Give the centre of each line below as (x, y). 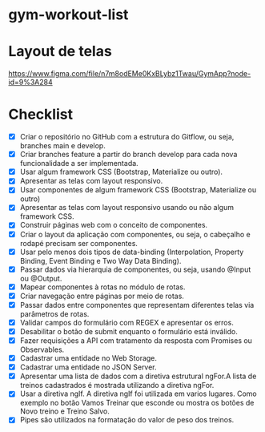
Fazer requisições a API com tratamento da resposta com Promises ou (136, 341)
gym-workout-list (68, 15)
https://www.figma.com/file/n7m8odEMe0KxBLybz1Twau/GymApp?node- (130, 74)
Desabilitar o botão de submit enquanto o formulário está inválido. (128, 331)
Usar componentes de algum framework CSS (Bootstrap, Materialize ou (138, 190)
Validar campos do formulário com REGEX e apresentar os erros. (126, 322)
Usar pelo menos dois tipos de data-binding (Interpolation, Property (132, 252)
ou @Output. (41, 278)
